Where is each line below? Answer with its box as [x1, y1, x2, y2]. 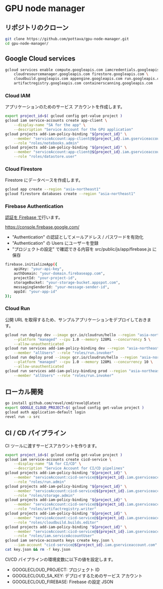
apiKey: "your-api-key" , [14, 267, 64, 271]
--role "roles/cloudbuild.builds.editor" [14, 520, 98, 525]
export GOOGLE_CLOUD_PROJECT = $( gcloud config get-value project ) [5, 405, 145, 410]
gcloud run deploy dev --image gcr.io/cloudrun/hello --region [5, 333, 136, 337]
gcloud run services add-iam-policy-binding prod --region [5, 368, 127, 373]
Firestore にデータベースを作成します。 [5, 177, 83, 183]
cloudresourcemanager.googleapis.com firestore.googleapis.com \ [14, 72, 149, 77]
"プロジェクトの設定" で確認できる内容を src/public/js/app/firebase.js [12, 246, 151, 252]
